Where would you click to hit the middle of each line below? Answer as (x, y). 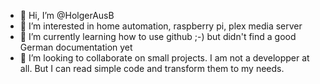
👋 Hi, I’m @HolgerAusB (67, 15)
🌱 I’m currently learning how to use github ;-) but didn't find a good (158, 36)
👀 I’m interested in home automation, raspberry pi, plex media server (161, 26)
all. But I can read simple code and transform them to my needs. (152, 68)
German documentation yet (76, 47)
